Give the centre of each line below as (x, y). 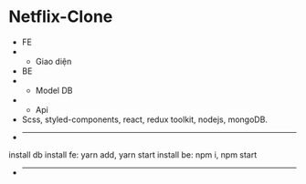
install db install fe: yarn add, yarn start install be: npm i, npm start (133, 154)
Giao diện (53, 61)
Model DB (54, 90)
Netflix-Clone (61, 17)
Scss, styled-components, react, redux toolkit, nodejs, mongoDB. (145, 119)
